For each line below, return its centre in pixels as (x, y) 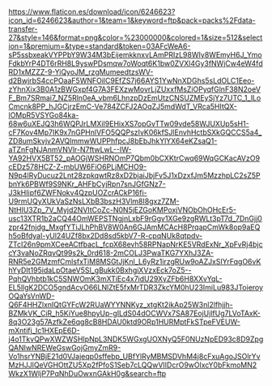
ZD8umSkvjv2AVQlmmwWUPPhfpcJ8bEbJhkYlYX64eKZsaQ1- (113, 141)
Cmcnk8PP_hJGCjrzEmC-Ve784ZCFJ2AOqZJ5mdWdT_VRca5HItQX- (123, 106)
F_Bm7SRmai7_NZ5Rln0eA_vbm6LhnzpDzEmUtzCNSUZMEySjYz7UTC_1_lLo (135, 98)
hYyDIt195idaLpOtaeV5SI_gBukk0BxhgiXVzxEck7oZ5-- (100, 270)
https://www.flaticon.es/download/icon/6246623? (92, 12)
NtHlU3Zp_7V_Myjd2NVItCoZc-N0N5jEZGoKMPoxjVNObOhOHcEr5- (123, 210)
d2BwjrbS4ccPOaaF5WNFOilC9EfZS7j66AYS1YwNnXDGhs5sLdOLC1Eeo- (132, 81)
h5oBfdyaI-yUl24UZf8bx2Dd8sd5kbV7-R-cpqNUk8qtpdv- (106, 236)
